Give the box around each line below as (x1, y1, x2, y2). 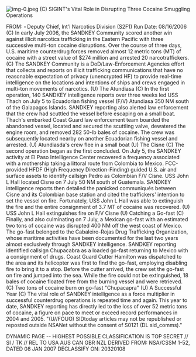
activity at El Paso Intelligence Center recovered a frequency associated (6, 154, 180, 160)
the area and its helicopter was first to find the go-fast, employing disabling (6, 259, 188, 266)
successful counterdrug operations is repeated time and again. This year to (6, 297, 188, 304)
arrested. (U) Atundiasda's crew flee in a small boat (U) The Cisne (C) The (6, 141, 184, 148)
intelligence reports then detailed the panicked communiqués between (6, 185, 177, 191)
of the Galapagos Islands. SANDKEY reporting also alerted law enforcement (6, 104, 189, 111)
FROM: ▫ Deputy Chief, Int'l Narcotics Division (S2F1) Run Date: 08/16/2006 (6, 23, 187, 30)
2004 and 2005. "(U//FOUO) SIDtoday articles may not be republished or (6, 315, 182, 322)
